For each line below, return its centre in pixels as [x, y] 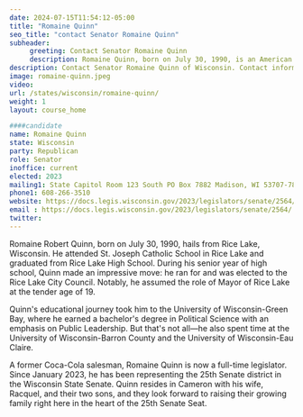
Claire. [22, 347]
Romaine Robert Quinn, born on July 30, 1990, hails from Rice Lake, [135, 243]
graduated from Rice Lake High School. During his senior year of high [138, 263]
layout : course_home [48, 110]
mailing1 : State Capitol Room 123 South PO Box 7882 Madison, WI [134, 185]
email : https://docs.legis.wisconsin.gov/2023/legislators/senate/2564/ [151, 210]
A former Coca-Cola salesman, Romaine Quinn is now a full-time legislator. [148, 365]
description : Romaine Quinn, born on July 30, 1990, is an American [161, 59]
